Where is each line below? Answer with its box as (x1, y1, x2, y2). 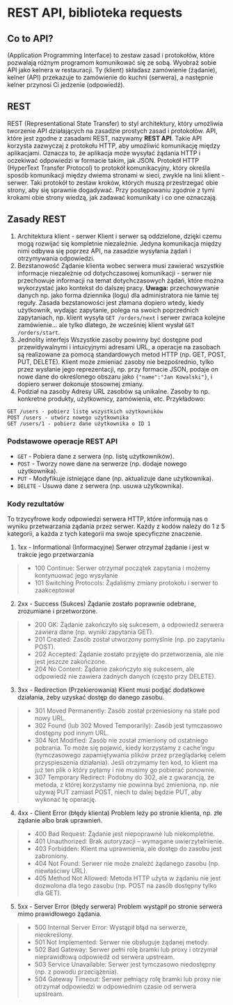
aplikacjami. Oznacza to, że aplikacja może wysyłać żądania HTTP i (7, 148, 201, 157)
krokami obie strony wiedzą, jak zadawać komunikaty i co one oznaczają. (7, 193, 218, 201)
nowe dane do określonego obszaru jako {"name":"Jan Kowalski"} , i (17, 372, 213, 381)
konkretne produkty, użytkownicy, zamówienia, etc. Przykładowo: (17, 395, 205, 403)
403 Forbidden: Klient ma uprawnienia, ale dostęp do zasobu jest (34, 844, 222, 853)
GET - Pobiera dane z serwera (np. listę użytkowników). (17, 452, 175, 460)
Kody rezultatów (7, 499, 65, 509)
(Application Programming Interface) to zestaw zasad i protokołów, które (7, 51, 215, 59)
